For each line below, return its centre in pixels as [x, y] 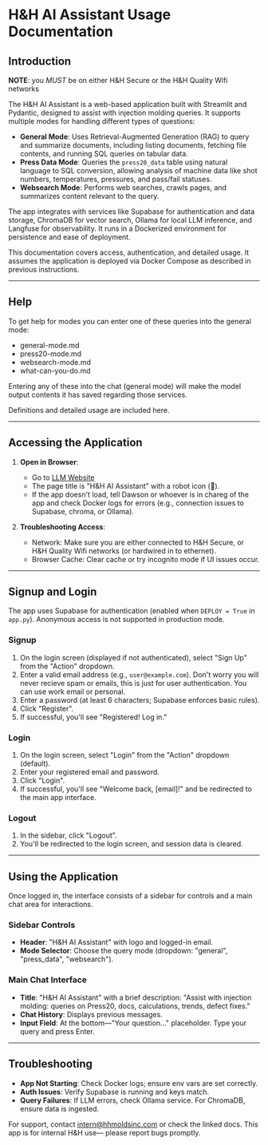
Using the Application [63, 876]
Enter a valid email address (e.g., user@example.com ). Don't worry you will [139, 674]
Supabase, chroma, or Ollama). [83, 511]
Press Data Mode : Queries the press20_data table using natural [124, 162]
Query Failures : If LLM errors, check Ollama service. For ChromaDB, [132, 1100]
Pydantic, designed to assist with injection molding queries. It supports [124, 113]
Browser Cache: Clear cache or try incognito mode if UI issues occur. [146, 559]
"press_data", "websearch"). [67, 959]
